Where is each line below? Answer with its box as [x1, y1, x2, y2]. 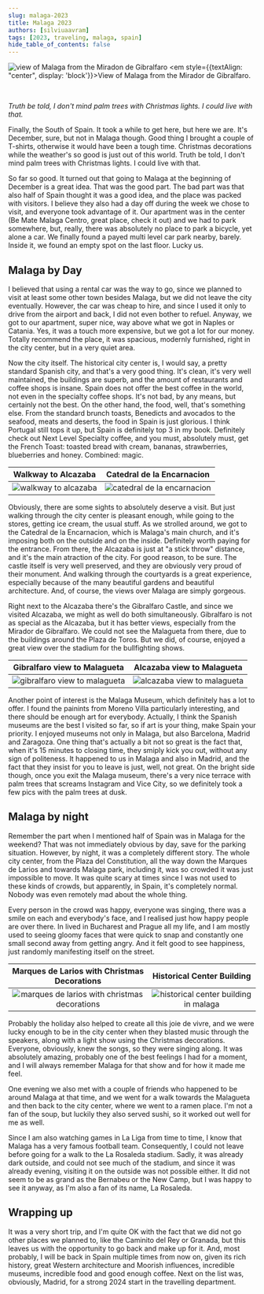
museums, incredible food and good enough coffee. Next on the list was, [8, 1269, 244, 1278]
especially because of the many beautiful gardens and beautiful [8, 577, 214, 587]
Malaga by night [8, 810, 89, 824]
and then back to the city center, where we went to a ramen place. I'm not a [8, 1100, 253, 1110]
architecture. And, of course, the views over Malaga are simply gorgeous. [8, 586, 246, 595]
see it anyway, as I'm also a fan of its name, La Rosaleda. [8, 1183, 192, 1192]
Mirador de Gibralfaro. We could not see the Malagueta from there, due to [8, 626, 247, 636]
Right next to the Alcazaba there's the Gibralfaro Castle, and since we [8, 601, 233, 610]
